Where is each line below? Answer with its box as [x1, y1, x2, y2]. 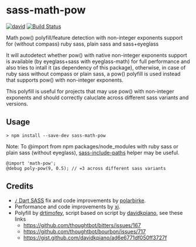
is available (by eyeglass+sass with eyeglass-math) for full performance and [6, 58, 190, 65]
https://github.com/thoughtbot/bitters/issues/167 [23, 221, 142, 228]
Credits [6, 182, 34, 192]
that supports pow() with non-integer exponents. [6, 76, 124, 84]
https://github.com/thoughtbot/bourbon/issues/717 [23, 228, 146, 235]
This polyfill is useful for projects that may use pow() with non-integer [6, 88, 174, 95]
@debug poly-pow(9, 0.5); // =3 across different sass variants [6, 165, 166, 171]
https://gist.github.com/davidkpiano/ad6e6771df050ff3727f [23, 234, 167, 241]
